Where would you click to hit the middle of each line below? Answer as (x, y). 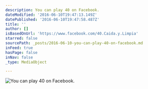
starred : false (22, 39)
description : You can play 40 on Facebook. (52, 10)
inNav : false (19, 57)
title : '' (16, 24)
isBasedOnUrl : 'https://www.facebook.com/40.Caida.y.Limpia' (72, 34)
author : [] (17, 29)
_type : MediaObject (26, 62)
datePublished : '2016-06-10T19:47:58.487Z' (52, 19)
